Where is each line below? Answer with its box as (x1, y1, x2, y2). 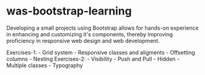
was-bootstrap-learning (6, 4, 132, 18)
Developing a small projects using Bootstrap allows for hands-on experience (6, 24, 199, 31)
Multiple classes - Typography (6, 62, 83, 69)
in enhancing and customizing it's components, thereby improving (6, 30, 173, 37)
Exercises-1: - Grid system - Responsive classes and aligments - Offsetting (6, 48, 195, 56)
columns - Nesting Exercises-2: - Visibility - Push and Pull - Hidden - (6, 55, 180, 62)
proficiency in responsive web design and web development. (6, 37, 160, 44)
